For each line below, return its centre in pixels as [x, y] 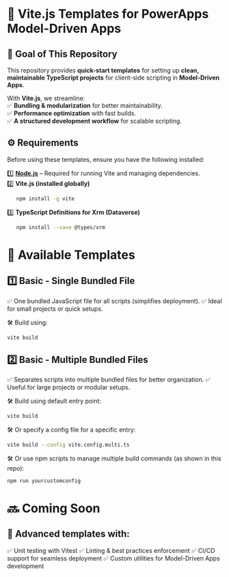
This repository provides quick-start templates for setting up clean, [103, 70]
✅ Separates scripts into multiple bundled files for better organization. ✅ [109, 379]
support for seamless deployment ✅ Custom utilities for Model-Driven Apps [113, 558]
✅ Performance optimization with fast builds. [72, 113]
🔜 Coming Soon [54, 509]
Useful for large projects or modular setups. [69, 388]
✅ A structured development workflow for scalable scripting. [95, 121]
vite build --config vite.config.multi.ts [68, 445]
